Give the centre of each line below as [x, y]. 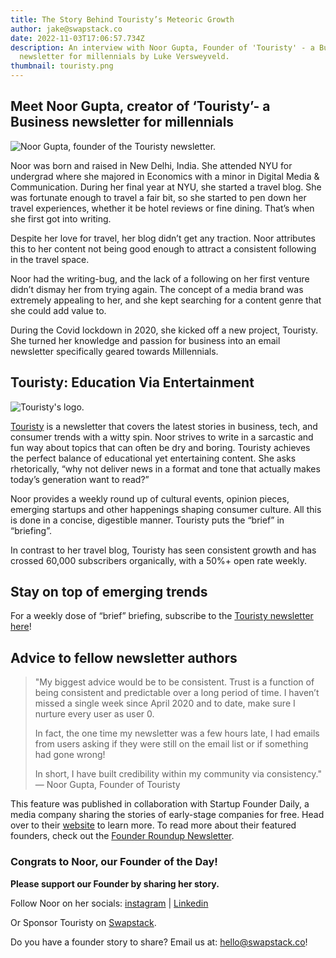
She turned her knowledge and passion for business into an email [145, 340]
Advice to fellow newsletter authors [124, 657]
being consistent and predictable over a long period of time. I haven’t [177, 693]
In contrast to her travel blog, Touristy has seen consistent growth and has [163, 550]
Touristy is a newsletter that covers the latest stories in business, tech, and [164, 426]
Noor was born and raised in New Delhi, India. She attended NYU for [151, 165]
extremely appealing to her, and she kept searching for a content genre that [166, 300]
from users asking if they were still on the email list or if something [171, 744]
